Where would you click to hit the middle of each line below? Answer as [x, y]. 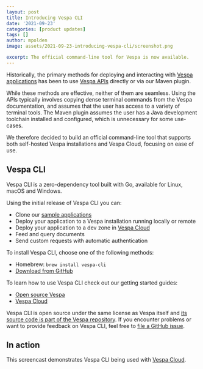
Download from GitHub [44, 270]
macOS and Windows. [34, 191]
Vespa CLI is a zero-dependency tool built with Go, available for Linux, [94, 184]
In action [23, 345]
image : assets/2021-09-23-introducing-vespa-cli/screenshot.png [90, 47]
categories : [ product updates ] [46, 29]
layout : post [23, 12]
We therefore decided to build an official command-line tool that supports [98, 137]
